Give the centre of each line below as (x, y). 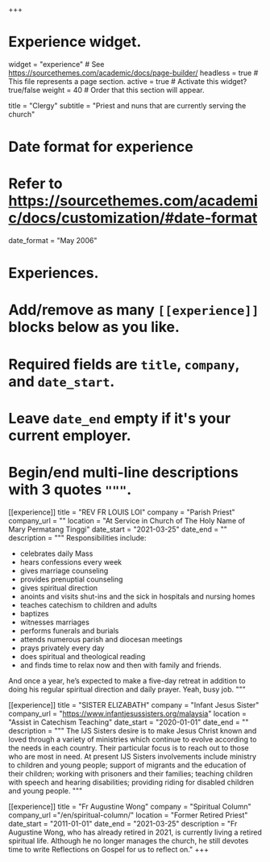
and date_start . (62, 381)
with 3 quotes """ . (70, 490)
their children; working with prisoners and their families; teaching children (131, 773)
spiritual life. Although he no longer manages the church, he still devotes (129, 840)
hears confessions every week (71, 561)
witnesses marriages (55, 622)
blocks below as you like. (94, 327)
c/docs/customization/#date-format (133, 218)
